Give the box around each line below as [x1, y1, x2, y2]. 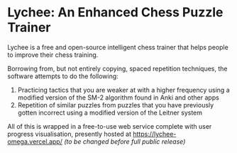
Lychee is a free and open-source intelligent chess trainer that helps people [7, 43, 228, 51]
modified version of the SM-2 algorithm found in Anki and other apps [17, 93, 220, 102]
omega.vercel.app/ [7, 137, 62, 146]
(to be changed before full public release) [63, 137, 186, 146]
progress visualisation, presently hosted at [7, 130, 131, 138]
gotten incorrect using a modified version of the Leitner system [17, 108, 203, 117]
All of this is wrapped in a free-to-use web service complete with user [7, 122, 212, 130]
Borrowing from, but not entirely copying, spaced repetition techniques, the [7, 64, 228, 73]
